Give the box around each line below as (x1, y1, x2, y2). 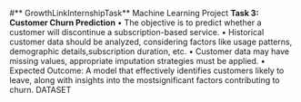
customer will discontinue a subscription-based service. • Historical (9, 27, 265, 37)
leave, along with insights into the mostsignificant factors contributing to (9, 75, 280, 85)
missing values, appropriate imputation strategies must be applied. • (9, 56, 266, 66)
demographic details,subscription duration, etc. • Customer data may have (9, 46, 289, 57)
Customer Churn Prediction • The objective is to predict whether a (9, 17, 262, 28)
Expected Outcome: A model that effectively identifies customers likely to (9, 65, 285, 76)
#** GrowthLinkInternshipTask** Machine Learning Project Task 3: (9, 8, 259, 18)
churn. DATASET (9, 85, 72, 95)
